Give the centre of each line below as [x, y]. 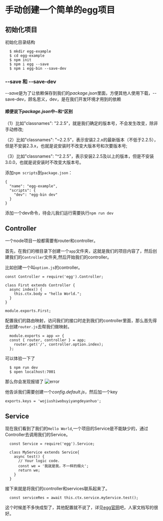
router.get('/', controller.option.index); [59, 344]
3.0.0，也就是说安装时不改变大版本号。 [44, 162]
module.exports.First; [28, 311]
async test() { [29, 457]
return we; [29, 471]
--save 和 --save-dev [31, 81]
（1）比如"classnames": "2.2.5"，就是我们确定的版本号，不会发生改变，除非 [81, 123]
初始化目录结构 [20, 42]
